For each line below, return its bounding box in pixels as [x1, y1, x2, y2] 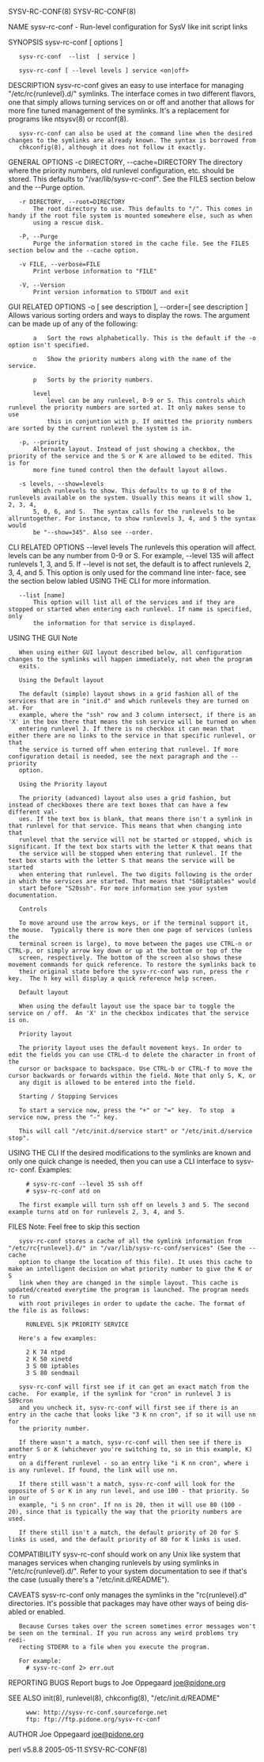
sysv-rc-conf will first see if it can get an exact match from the [18, 1383, 249, 1391]
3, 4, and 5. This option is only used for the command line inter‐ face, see [8, 568, 247, 577]
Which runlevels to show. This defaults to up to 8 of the [32, 487, 232, 495]
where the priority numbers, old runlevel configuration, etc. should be [8, 166, 235, 175]
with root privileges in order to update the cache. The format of [18, 1300, 246, 1308]
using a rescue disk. [32, 219, 104, 227]
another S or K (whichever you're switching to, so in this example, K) [8, 1446, 253, 1454]
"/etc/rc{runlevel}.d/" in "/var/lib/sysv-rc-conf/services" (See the [8, 1244, 246, 1252]
